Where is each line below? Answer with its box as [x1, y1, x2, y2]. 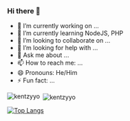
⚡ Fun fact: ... [17, 76, 55, 85]
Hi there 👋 [7, 6, 41, 16]
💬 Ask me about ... [17, 51, 69, 59]
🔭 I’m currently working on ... [17, 22, 99, 30]
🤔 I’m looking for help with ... [17, 44, 98, 52]
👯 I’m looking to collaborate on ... [17, 36, 111, 45]
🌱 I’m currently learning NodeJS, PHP [17, 29, 124, 37]
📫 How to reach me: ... [17, 58, 83, 67]
